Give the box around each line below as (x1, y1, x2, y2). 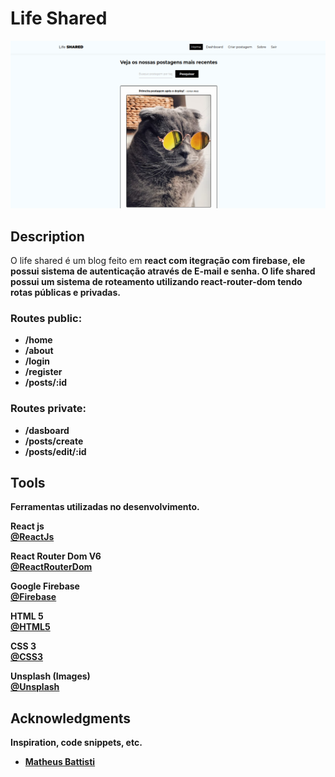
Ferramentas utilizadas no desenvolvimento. (10, 501, 200, 513)
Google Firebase (10, 580, 80, 592)
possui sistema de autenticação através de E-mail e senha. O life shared (10, 265, 316, 277)
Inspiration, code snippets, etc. (10, 737, 143, 749)
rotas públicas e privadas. (10, 286, 121, 298)
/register (24, 366, 63, 378)
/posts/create (24, 435, 84, 447)
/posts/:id (24, 377, 68, 389)
